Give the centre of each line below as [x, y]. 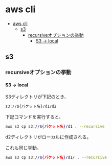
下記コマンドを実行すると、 [35, 117]
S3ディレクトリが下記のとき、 [37, 97]
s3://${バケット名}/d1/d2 [31, 107]
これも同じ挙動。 [23, 148]
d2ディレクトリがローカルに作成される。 [48, 137]
